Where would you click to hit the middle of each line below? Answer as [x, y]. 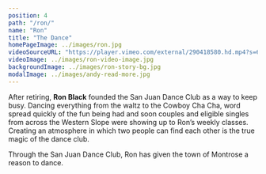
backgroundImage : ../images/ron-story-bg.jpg [84, 67]
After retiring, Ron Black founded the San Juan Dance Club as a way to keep [133, 96]
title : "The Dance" [40, 38]
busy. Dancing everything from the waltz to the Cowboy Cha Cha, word [124, 105]
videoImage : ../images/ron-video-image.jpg [81, 60]
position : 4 [28, 15]
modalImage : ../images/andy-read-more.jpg [79, 74]
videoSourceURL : [35, 52]
